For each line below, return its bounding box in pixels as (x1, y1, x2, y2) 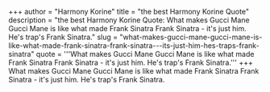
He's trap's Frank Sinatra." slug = (8, 32, 118, 42)
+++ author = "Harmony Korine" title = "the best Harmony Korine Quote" (8, 7, 250, 16)
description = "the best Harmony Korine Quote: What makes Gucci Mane (8, 15, 250, 25)
